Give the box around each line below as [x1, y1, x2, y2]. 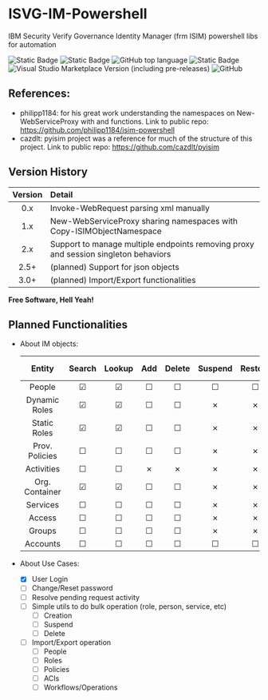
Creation [43, 611, 73, 620]
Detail [50, 189, 73, 200]
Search [69, 363, 97, 374]
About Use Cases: [19, 559, 80, 568]
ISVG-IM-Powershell [8, 5, 148, 23]
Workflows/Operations [43, 682, 118, 692]
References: [8, 87, 70, 101]
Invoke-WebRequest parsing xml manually [50, 202, 210, 213]
